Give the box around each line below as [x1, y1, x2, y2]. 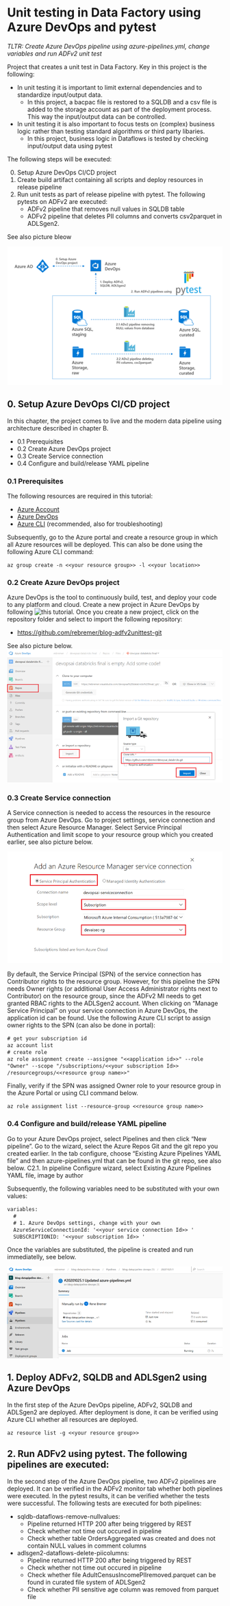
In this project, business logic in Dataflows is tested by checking [27, 134, 209, 142]
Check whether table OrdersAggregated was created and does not [27, 1534, 216, 1542]
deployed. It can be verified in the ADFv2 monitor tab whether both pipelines [7, 1484, 223, 1493]
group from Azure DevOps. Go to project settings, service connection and [7, 816, 216, 825]
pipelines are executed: [7, 1459, 110, 1471]
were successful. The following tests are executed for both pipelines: [7, 1499, 202, 1507]
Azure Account [16, 505, 60, 513]
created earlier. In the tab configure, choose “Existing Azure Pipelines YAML [7, 1149, 221, 1158]
